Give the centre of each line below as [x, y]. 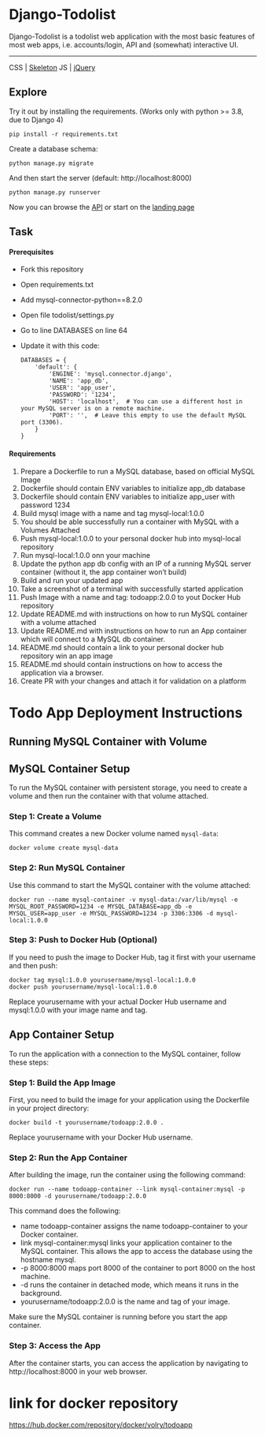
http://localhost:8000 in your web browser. [78, 1372]
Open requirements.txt [57, 285]
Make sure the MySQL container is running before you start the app [118, 1317]
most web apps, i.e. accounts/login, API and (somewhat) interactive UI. [124, 44]
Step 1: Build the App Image [63, 1083]
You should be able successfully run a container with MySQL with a [129, 522]
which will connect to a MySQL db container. [93, 639]
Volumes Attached [50, 530]
